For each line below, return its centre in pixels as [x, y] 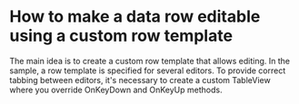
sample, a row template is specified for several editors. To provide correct [148, 71]
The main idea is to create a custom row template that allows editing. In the [150, 61]
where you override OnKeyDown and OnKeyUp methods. [116, 90]
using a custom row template [121, 36]
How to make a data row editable [135, 17]
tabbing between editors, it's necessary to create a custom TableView [140, 80]
